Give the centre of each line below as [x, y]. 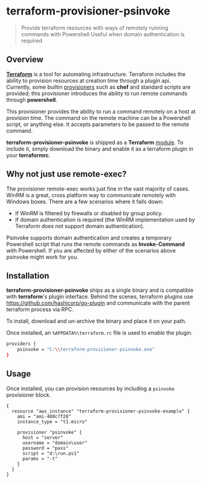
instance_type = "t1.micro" [52, 421]
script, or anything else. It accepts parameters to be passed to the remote [98, 124]
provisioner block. [29, 395]
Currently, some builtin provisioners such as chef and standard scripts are [99, 87]
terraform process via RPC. [40, 309]
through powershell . [32, 99]
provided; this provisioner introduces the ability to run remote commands [97, 93]
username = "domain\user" [55, 443]
